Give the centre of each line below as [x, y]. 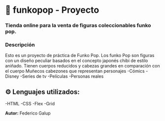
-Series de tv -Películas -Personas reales [62, 76]
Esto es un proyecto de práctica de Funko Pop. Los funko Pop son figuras [80, 56]
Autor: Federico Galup [28, 113]
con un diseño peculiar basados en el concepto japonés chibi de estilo [77, 60]
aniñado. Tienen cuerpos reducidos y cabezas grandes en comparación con [82, 66]
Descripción [20, 45]
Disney [12, 76]
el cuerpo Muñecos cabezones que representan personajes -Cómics [75, 71]
